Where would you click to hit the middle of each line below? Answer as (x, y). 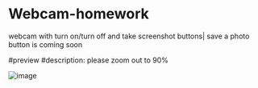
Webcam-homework (79, 14)
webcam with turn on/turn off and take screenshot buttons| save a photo (129, 36)
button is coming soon (46, 44)
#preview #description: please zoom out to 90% (89, 60)
